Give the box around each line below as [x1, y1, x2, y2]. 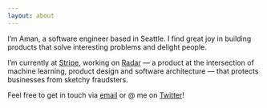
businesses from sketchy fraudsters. [7, 74, 129, 84]
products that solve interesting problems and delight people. [7, 42, 207, 52]
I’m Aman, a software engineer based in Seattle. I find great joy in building [7, 34, 252, 43]
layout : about [7, 11, 55, 20]
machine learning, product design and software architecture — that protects [7, 66, 259, 76]
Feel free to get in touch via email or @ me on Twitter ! [7, 90, 185, 100]
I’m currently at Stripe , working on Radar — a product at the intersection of [7, 58, 254, 67]
